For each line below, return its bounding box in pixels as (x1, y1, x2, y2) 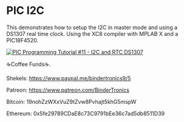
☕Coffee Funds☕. (6, 60, 51, 67)
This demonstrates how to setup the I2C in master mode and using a (6, 24, 178, 31)
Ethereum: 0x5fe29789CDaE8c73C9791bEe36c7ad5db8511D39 (6, 110, 165, 117)
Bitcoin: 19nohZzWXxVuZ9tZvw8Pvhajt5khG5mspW (6, 98, 137, 105)
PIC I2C (6, 4, 44, 18)
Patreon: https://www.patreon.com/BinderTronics (6, 86, 129, 93)
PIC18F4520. (6, 36, 38, 44)
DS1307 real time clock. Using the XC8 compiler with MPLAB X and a (6, 30, 179, 37)
